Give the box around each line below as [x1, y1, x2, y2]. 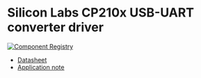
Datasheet [17, 55, 47, 64]
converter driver [7, 19, 104, 35]
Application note [17, 63, 65, 71]
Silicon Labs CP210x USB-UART [7, 5, 195, 21]
